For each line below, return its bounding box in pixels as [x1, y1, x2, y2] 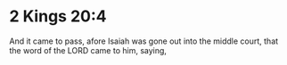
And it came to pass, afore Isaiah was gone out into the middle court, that [9, 36, 279, 46]
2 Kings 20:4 [9, 6, 107, 27]
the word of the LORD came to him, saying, [9, 45, 168, 55]
